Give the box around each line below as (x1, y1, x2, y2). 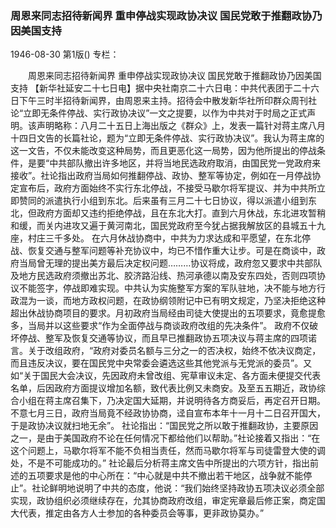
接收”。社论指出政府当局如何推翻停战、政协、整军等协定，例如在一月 (10, 170, 295, 182)
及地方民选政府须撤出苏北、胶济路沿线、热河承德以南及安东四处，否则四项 (10, 270, 317, 282)
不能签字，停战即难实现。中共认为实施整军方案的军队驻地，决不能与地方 (18, 282, 317, 294)
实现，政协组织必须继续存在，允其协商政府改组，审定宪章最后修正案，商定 (10, 495, 317, 507)
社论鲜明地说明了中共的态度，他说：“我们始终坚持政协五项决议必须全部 (31, 482, 325, 494)
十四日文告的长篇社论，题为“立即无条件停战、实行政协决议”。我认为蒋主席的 (10, 132, 325, 144)
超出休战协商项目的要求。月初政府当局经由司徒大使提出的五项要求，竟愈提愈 (10, 307, 326, 319)
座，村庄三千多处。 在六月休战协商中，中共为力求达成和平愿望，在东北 (10, 232, 302, 244)
